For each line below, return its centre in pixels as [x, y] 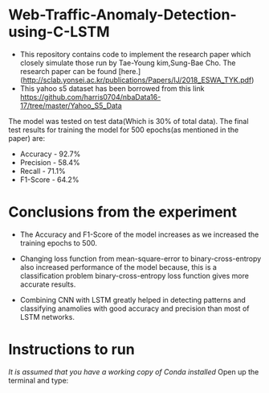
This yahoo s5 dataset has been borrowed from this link [112, 88]
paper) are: [27, 138]
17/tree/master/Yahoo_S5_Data [71, 105]
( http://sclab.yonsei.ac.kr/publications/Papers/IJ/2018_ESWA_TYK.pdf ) [137, 80]
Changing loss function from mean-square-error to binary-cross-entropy [141, 259]
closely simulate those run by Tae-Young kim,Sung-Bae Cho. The [128, 63]
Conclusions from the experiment [122, 212]
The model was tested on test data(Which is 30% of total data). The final [128, 121]
